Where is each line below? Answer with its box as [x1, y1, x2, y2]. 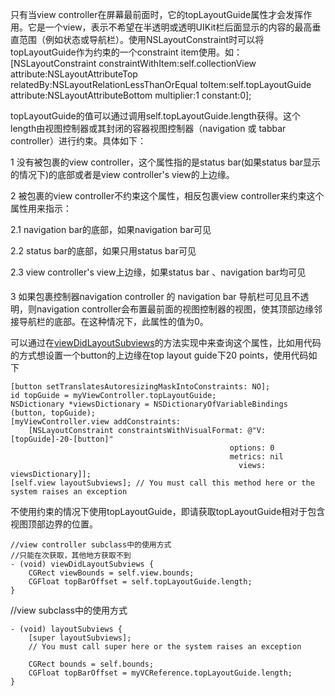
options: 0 [229, 443, 275, 453]
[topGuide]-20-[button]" [10, 434, 114, 444]
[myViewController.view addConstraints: [10, 417, 182, 427]
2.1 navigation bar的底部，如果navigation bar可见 [10, 224, 212, 235]
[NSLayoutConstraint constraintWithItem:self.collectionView [10, 58, 257, 69]
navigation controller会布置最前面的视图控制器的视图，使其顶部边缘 [36, 303, 315, 315]
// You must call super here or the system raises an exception [28, 642, 302, 652]
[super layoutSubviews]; [28, 633, 132, 643]
